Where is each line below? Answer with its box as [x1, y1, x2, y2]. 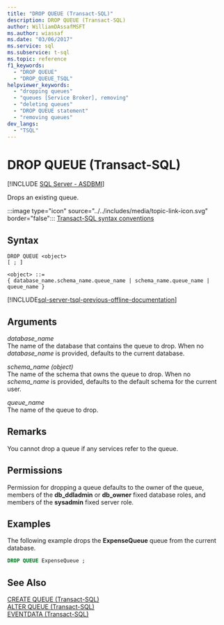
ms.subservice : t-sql [7, 49, 70, 56]
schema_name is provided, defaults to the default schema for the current [7, 377, 217, 385]
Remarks [7, 426, 47, 438]
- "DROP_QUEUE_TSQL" [13, 75, 73, 82]
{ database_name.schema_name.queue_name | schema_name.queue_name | [7, 277, 210, 284]
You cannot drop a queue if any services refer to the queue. [7, 444, 179, 453]
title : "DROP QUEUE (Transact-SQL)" [7, 10, 113, 17]
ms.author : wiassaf [7, 29, 64, 37]
